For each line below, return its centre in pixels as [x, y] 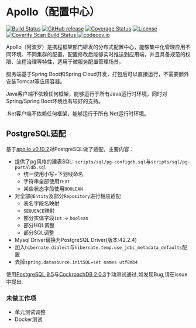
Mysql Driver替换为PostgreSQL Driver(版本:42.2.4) [76, 240]
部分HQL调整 [39, 225]
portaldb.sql [30, 168]
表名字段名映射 [41, 203]
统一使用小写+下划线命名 [53, 174]
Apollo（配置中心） [53, 12]
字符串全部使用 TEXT [47, 181]
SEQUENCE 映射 [39, 210]
